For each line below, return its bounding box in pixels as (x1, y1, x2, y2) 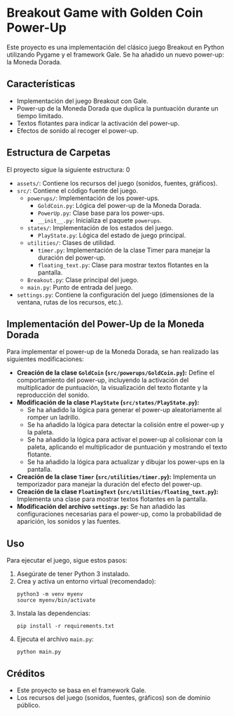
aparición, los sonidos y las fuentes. (16, 517, 121, 526)
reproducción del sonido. (16, 391, 90, 400)
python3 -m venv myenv (16, 591, 83, 598)
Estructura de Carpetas (6, 147, 111, 159)
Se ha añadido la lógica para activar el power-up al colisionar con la (27, 435, 223, 444)
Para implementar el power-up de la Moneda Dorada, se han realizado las (6, 348, 219, 356)
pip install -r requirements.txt (16, 623, 115, 630)
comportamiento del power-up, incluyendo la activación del (16, 376, 189, 384)
